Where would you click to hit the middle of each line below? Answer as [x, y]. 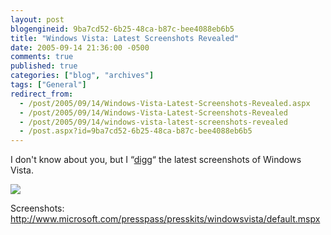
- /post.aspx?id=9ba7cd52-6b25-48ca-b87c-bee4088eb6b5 [136, 131]
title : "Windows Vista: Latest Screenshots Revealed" [125, 38]
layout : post [37, 19]
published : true [44, 66]
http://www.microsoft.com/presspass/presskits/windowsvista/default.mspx [165, 219]
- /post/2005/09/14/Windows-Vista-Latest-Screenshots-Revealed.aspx [165, 103]
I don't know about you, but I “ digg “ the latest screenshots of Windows [156, 160]
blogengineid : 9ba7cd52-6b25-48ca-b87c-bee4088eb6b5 [122, 29]
